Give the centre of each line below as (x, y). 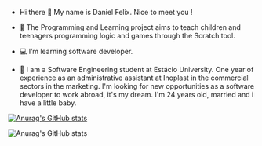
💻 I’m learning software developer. (76, 51)
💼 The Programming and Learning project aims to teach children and (130, 27)
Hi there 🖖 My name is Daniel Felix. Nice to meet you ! (106, 12)
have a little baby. (48, 103)
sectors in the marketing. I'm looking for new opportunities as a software (137, 86)
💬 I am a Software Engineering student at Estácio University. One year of (136, 69)
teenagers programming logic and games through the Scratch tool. (127, 36)
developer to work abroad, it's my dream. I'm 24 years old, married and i (136, 95)
